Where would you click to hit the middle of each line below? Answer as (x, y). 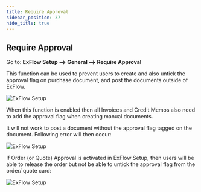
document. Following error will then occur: (59, 135)
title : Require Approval (37, 12)
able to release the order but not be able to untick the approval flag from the (101, 164)
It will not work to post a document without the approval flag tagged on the (99, 128)
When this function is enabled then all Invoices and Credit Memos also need (101, 110)
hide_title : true (28, 23)
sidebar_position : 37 (33, 18)
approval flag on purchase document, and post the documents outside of (97, 80)
